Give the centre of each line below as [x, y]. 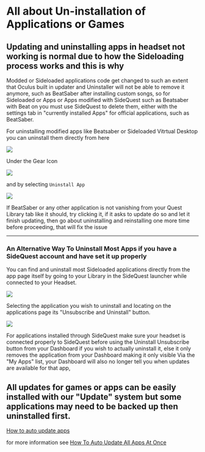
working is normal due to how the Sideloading [95, 56]
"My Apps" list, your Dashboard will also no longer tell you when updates [98, 362]
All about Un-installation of [76, 11]
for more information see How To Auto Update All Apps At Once [86, 443]
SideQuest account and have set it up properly [77, 256]
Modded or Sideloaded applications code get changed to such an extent [97, 80]
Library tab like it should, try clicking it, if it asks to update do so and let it [98, 214]
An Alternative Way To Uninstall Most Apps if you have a [92, 249]
